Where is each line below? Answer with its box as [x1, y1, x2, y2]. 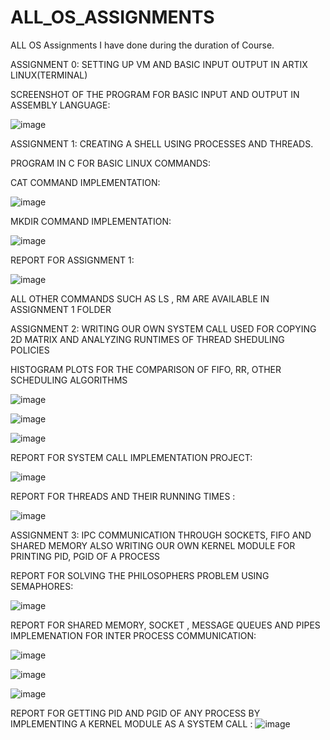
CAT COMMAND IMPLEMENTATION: [10, 176, 161, 188]
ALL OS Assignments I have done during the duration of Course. [10, 39, 275, 51]
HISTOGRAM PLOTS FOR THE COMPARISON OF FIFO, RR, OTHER [10, 363, 282, 375]
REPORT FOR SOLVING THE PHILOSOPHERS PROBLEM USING [10, 569, 270, 581]
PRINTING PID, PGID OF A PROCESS [10, 550, 161, 562]
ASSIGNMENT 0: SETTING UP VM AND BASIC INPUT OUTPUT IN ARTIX [10, 58, 308, 70]
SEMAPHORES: [10, 580, 74, 592]
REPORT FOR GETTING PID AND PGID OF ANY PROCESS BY [10, 707, 261, 719]
